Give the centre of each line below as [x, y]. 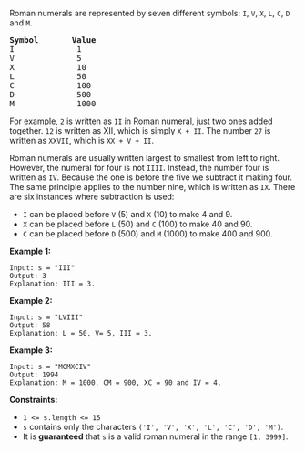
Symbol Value [53, 40]
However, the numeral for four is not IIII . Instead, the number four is [139, 168]
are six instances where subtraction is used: [92, 196]
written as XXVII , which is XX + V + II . [82, 140]
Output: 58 [30, 326]
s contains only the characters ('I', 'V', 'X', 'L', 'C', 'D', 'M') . [153, 427]
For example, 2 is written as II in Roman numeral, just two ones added [141, 121]
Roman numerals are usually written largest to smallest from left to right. [145, 158]
